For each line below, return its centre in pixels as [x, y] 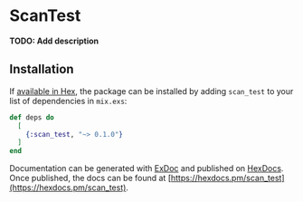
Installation [42, 69]
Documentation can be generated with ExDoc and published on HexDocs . [147, 168]
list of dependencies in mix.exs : [68, 101]
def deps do [32, 117]
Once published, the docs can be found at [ [90, 178]
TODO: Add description [54, 41]
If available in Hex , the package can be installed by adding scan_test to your [151, 91]
